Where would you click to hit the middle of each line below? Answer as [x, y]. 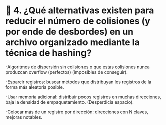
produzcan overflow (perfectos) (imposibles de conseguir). [67, 72]
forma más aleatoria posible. [35, 87]
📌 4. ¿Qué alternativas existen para [80, 10]
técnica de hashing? [48, 53]
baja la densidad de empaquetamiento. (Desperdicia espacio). [70, 102]
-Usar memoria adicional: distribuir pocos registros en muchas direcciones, [84, 97]
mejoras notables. [24, 117]
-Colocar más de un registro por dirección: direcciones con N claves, [77, 112]
